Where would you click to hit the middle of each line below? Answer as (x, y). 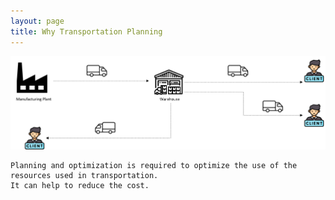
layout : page (37, 21)
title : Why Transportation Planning (86, 31)
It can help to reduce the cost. (80, 186)
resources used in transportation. (84, 176)
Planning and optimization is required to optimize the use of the (154, 166)
